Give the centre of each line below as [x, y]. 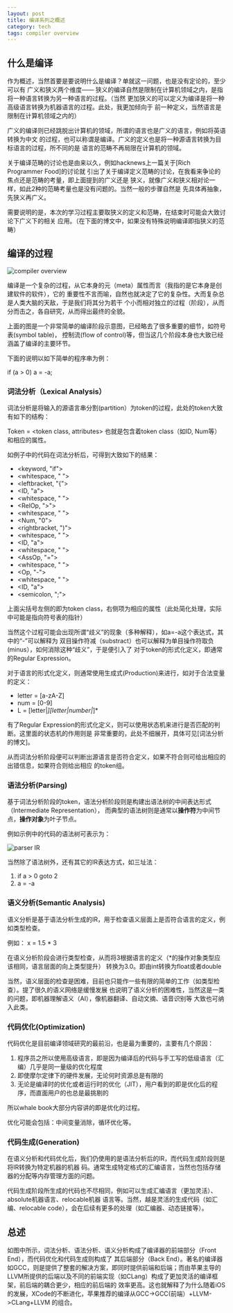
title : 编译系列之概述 [36, 20]
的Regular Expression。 [41, 659]
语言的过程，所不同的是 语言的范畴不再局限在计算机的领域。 [99, 148]
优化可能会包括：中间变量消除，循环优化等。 [71, 1122]
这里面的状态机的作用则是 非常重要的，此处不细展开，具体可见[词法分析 [121, 734]
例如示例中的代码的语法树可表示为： [59, 834]
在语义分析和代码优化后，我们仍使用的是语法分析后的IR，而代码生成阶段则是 [116, 1159]
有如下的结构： [28, 417]
